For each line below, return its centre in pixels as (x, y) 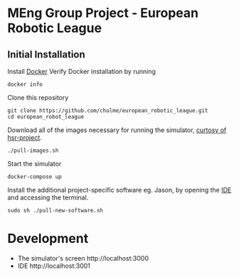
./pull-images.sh (33, 151)
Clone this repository (38, 98)
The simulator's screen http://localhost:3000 (83, 258)
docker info (25, 85)
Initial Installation (46, 54)
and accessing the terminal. (48, 197)
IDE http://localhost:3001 (54, 266)
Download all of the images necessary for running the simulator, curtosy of (117, 130)
